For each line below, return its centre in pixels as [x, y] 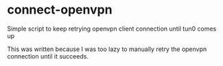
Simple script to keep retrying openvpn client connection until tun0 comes [112, 29]
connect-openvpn [60, 10]
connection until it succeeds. [48, 56]
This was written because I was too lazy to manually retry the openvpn [107, 49]
